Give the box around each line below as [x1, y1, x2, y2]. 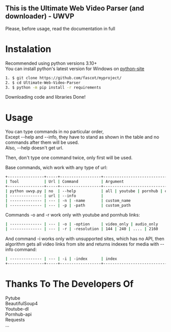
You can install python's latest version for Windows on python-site [5, 66, 145, 72]
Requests [5, 316, 25, 322]
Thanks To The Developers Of [5, 278, 134, 290]
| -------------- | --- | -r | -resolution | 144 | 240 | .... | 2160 [5, 226, 158, 232]
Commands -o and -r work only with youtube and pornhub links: [5, 212, 140, 218]
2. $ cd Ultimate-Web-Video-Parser [5, 80, 81, 85]
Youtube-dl [5, 306, 29, 312]
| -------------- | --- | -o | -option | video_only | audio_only [5, 222, 158, 227]
